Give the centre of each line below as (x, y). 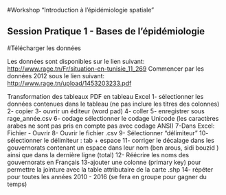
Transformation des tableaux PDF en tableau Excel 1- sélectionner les (105, 96)
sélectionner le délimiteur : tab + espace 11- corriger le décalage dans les (111, 140)
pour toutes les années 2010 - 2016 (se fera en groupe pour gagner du (107, 176)
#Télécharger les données (44, 48)
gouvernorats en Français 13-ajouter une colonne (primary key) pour (104, 162)
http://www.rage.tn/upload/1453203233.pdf (69, 83)
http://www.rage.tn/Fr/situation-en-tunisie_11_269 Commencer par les (106, 69)
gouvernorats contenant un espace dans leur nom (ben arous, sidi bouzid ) (113, 148)
